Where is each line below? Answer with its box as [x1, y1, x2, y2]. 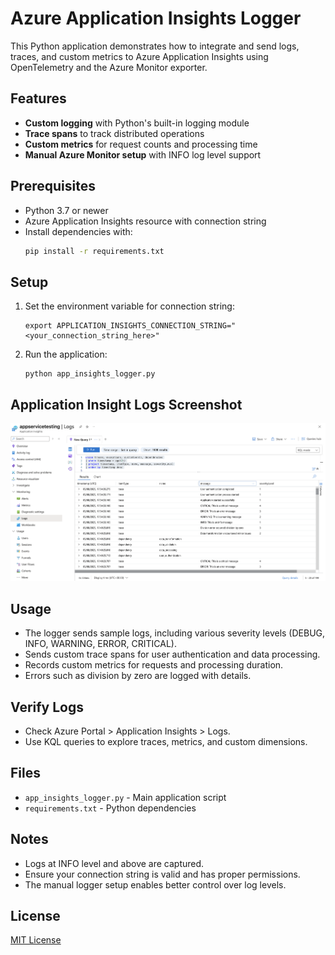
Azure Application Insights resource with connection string [24, 215, 267, 227]
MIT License [10, 934, 62, 946]
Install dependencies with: [24, 225, 133, 237]
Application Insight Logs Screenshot [10, 396, 243, 413]
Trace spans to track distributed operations [24, 127, 205, 139]
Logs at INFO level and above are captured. [24, 857, 205, 869]
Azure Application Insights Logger [10, 7, 302, 30]
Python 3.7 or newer [24, 204, 109, 216]
